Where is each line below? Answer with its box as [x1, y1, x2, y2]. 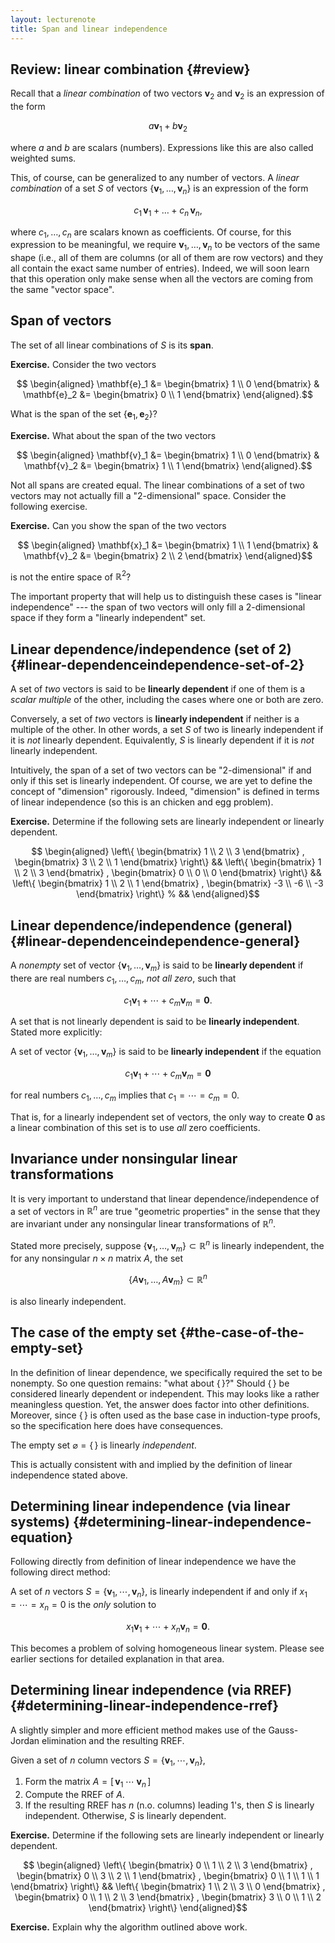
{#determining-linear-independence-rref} [10, 1697, 279, 1715]
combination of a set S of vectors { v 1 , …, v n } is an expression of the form [10, 182, 309, 196]
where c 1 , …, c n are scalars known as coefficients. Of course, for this [10, 226, 292, 240]
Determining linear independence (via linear [10, 1498, 291, 1515]
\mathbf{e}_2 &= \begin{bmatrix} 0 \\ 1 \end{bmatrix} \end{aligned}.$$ [23, 388, 313, 400]
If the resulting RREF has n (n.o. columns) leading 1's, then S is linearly [24, 1799, 315, 1811]
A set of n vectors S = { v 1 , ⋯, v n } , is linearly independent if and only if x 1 [10, 1586, 308, 1600]
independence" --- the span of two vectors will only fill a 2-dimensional [10, 601, 306, 613]
